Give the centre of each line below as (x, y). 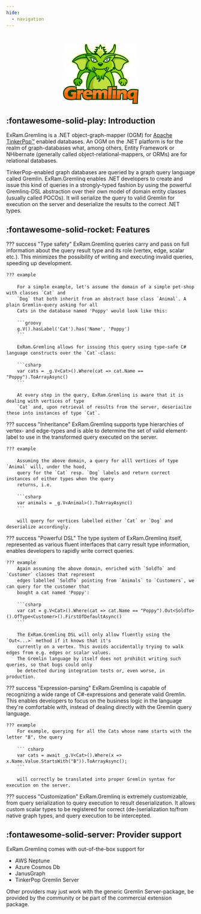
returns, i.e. (34, 485)
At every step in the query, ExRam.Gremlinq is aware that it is (100, 395)
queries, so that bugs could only (49, 665)
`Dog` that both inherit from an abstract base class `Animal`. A (102, 299)
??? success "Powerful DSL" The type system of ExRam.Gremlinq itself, (94, 538)
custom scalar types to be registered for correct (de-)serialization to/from (97, 809)
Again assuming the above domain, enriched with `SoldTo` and (96, 569)
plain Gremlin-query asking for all (52, 305)
